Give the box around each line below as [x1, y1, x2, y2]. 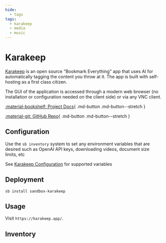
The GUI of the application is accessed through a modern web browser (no [5, 88, 159, 95]
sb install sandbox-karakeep [5, 189, 66, 194]
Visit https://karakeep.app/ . [5, 215, 64, 222]
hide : [5, 7, 16, 12]
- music [9, 30, 26, 35]
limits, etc [5, 151, 25, 157]
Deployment [5, 175, 44, 184]
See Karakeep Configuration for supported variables [5, 161, 112, 167]
